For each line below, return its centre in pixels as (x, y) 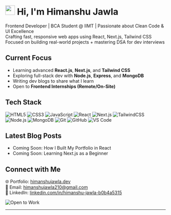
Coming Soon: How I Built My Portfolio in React (62, 148)
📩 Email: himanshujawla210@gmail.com (47, 187)
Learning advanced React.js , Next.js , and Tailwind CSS (72, 70)
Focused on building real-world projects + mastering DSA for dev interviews (85, 42)
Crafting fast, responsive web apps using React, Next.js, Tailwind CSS (78, 37)
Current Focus (28, 58)
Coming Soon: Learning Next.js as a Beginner (60, 153)
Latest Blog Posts (34, 136)
